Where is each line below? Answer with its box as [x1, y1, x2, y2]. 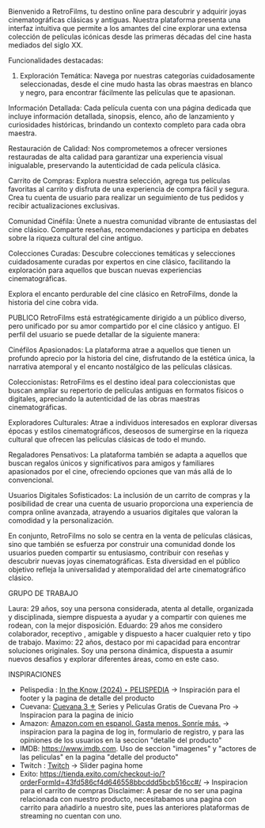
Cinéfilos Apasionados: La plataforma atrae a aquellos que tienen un [8, 345, 231, 355]
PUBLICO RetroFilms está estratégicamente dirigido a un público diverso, [8, 313, 247, 322]
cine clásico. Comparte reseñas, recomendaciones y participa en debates [8, 225, 249, 234]
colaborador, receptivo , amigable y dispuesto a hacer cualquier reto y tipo [8, 629, 252, 638]
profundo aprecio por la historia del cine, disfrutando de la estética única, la [8, 354, 256, 363]
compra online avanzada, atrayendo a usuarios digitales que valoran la [8, 507, 239, 517]
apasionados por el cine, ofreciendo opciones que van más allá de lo [8, 467, 233, 476]
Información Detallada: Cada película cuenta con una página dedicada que [8, 103, 252, 112]
